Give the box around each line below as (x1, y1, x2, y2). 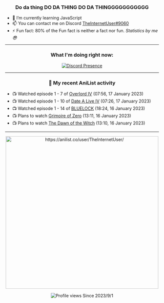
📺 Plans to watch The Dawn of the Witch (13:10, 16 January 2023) (12, 120, 145, 126)
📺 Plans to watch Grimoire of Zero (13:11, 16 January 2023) (12, 113, 131, 119)
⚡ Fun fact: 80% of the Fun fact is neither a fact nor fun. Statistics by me (12, 28, 158, 34)
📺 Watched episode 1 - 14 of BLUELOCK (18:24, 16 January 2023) (12, 105, 145, 111)
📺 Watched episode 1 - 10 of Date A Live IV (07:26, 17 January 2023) (12, 98, 151, 104)
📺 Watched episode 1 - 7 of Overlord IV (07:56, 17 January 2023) (12, 91, 144, 97)
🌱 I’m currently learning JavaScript (12, 15, 82, 21)
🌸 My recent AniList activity (48, 80, 116, 86)
